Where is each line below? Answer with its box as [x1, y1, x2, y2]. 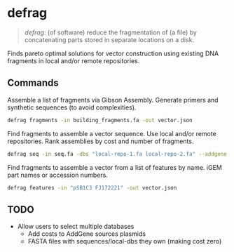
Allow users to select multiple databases [17, 223, 135, 231]
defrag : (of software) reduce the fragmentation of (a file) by [24, 28, 198, 37]
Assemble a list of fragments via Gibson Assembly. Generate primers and [7, 95, 219, 104]
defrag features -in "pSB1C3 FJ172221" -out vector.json [7, 184, 177, 191]
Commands [7, 77, 60, 89]
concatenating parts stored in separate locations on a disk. [24, 35, 195, 44]
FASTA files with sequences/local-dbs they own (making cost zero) [27, 237, 222, 246]
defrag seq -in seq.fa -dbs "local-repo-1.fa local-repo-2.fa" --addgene [7, 150, 228, 157]
